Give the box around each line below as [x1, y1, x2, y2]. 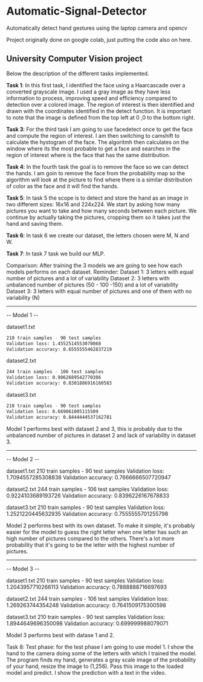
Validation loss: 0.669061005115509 [6, 408, 98, 414]
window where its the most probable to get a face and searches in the [6, 144, 180, 152]
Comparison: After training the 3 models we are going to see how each [6, 262, 182, 269]
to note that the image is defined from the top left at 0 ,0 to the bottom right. [6, 113, 195, 121]
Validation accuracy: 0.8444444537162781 [6, 414, 112, 420]
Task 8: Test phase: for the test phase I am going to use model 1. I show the [6, 643, 194, 650]
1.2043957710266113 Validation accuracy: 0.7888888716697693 [6, 583, 167, 590]
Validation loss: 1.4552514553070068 [6, 340, 101, 346]
